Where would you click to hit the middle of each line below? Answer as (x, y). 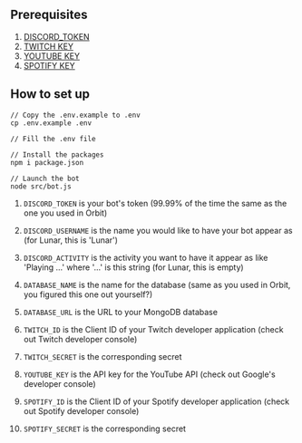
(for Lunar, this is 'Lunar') (71, 240)
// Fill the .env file (53, 139)
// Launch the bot (45, 178)
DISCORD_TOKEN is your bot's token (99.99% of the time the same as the (155, 203)
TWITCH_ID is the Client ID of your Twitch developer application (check (153, 329)
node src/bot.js (41, 186)
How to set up (50, 94)
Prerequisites (49, 15)
